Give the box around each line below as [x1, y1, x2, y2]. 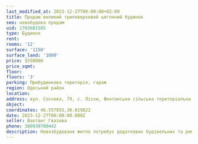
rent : [6, 36, 19, 42]
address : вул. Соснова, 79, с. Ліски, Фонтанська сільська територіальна [6, 96, 192, 102]
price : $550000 [6, 58, 44, 63]
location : [6, 91, 31, 96]
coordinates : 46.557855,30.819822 [6, 107, 91, 113]
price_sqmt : [6, 63, 35, 69]
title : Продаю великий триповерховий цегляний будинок [6, 14, 144, 20]
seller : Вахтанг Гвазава [6, 118, 67, 124]
